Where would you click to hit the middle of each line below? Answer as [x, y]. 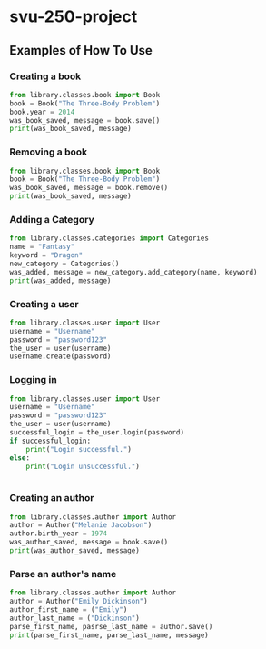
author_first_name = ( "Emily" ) [69, 610]
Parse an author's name [63, 574]
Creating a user [44, 304]
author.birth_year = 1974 [58, 534]
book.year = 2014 [42, 112]
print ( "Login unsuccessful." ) [83, 466]
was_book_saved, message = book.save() [85, 120]
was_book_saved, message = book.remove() [89, 188]
